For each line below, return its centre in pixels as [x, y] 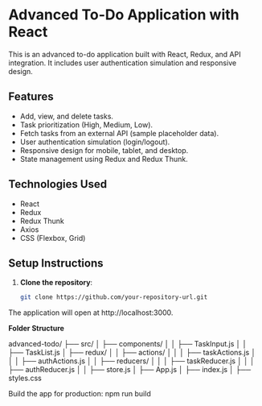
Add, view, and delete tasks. [67, 116]
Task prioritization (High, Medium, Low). [86, 124]
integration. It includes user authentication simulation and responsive [123, 63]
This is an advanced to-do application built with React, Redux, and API [125, 54]
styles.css [25, 378]
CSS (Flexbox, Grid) [53, 238]
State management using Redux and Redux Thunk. [104, 159]
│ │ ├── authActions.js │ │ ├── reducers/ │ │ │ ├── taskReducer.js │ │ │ [132, 361]
